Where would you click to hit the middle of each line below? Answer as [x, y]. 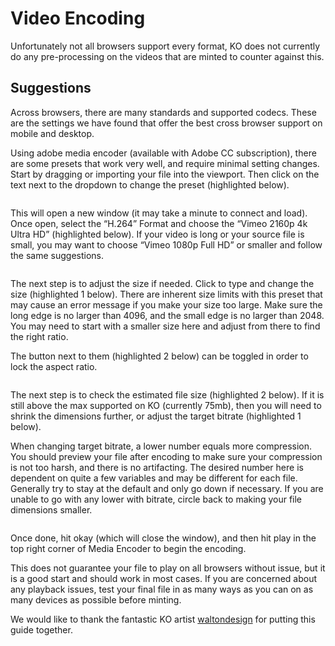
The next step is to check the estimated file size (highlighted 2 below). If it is [167, 394]
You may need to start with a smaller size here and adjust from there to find [165, 326]
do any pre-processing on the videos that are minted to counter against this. [167, 56]
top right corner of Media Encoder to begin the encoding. [128, 548]
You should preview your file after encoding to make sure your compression [166, 456]
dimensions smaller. [51, 509]
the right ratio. [39, 336]
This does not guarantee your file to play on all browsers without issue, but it [168, 568]
